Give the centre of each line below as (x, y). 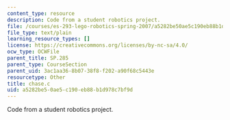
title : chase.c (29, 84)
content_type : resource (41, 13)
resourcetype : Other (37, 77)
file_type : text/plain (39, 33)
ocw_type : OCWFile (33, 52)
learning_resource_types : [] (49, 39)
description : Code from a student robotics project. (84, 20)
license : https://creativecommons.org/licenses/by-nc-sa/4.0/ (98, 45)
